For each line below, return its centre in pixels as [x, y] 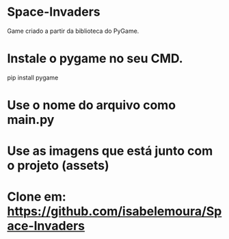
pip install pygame [33, 77]
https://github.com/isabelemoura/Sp [114, 211]
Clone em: [37, 197]
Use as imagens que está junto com [110, 151]
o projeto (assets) [58, 166]
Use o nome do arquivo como [92, 105]
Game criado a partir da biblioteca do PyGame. [73, 31]
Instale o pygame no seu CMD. [95, 59]
